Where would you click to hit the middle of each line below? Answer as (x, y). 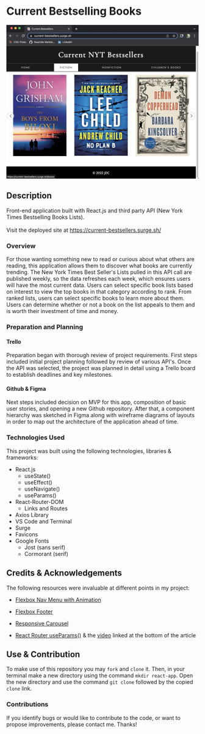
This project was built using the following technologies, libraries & (89, 451)
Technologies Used (36, 437)
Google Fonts (32, 541)
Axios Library (32, 514)
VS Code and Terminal (43, 521)
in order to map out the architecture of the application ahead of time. (92, 422)
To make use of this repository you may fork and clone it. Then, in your (95, 669)
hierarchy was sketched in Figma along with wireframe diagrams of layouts (101, 415)
